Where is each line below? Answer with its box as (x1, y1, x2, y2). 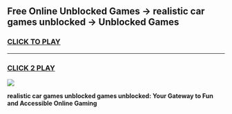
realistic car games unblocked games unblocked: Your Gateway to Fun (7, 91, 214, 99)
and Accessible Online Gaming (7, 99, 97, 107)
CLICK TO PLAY (7, 37, 61, 47)
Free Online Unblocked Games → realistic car (7, 6, 205, 17)
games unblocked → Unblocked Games (7, 17, 180, 28)
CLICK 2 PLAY (7, 63, 55, 73)
